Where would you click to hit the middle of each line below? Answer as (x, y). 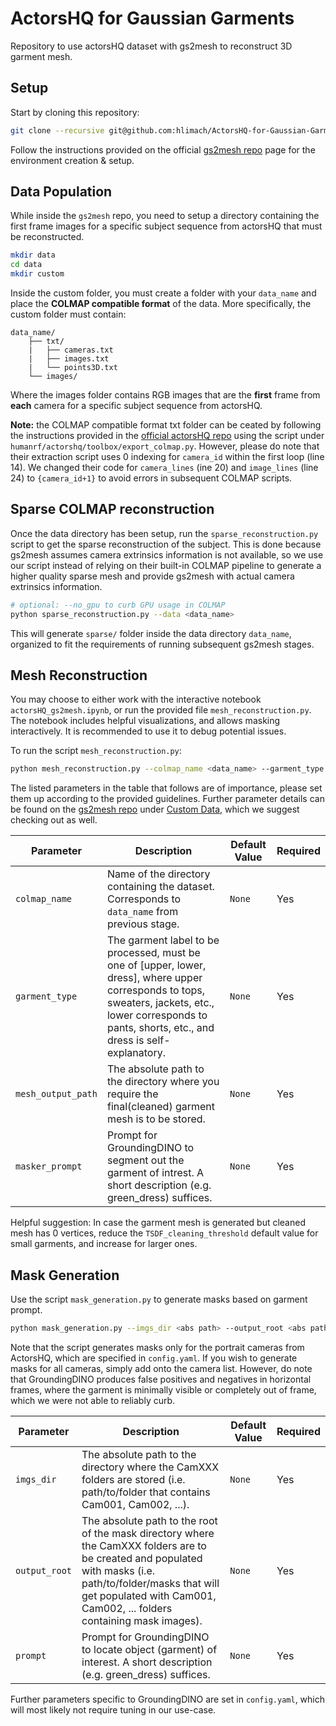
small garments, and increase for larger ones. (104, 1244)
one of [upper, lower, (156, 965)
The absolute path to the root (149, 1520)
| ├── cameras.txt (71, 350)
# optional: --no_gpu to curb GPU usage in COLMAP (118, 605)
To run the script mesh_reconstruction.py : (96, 751)
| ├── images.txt (69, 359)
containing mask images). (142, 1620)
